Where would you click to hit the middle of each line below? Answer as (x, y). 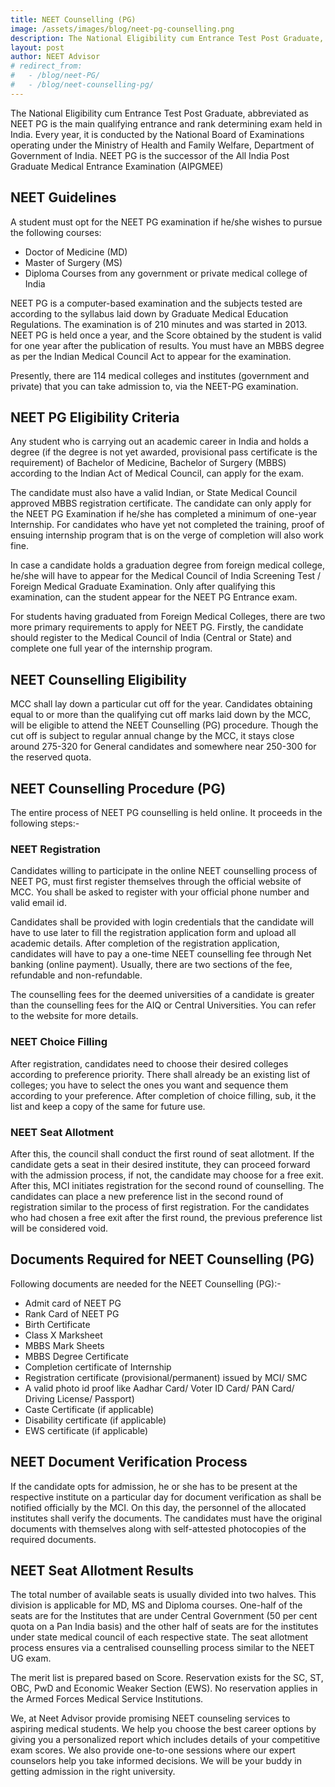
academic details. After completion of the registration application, (145, 943)
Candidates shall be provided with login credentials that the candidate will (162, 922)
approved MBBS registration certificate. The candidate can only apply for (161, 503)
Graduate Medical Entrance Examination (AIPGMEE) (117, 166)
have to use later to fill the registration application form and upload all (153, 933)
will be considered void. (59, 1228)
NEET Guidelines (63, 197)
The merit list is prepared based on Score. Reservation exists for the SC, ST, (167, 1678)
